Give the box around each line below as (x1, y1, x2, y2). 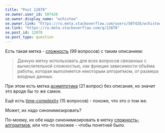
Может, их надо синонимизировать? (5, 107, 82, 113)
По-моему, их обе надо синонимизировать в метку (5, 117, 113, 123)
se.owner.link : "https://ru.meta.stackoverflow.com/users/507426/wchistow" (5, 21, 164, 26)
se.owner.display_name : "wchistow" (5, 16, 78, 21)
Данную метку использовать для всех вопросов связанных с (17, 58, 147, 64)
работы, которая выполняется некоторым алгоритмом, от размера (17, 68, 159, 74)
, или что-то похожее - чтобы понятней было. (29, 122, 125, 128)
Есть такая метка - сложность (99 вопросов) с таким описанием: (5, 48, 143, 54)
